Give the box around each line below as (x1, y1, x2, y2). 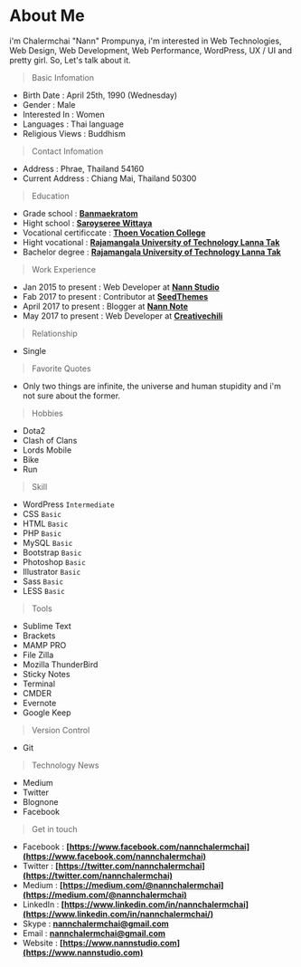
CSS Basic (22, 508, 61, 519)
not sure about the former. (22, 390, 120, 401)
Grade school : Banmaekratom (22, 207, 138, 218)
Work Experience (31, 263, 97, 274)
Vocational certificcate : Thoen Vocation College (22, 227, 206, 238)
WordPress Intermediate (22, 499, 115, 510)
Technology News (31, 760, 99, 771)
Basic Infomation (31, 72, 95, 82)
